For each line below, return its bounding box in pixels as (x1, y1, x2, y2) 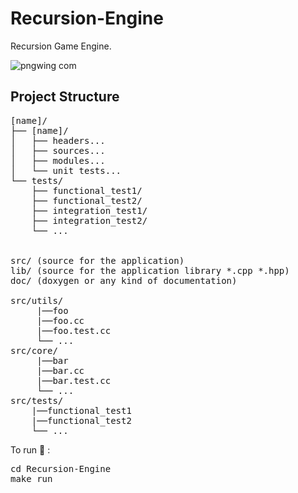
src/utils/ (10, 295, 64, 306)
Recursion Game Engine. (10, 40, 112, 52)
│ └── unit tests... (10, 165, 122, 176)
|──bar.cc (36, 365, 85, 376)
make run (10, 473, 53, 484)
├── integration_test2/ (31, 215, 148, 226)
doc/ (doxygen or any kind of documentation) (10, 275, 238, 286)
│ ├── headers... (10, 135, 106, 146)
